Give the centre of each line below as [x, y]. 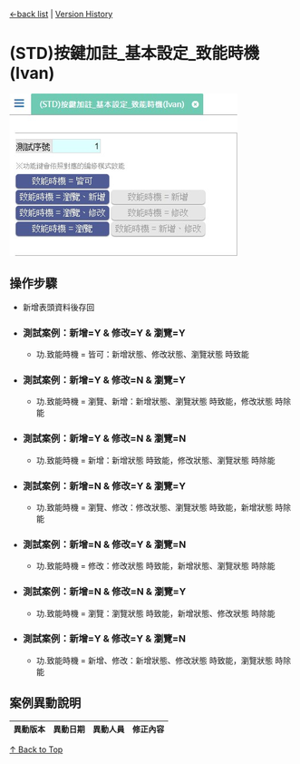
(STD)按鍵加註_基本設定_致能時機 [135, 54]
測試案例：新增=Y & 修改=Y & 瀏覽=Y [104, 333]
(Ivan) [32, 73]
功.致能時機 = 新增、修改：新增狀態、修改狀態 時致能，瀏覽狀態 [155, 660]
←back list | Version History [61, 14]
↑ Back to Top [36, 749]
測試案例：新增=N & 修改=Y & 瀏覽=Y [104, 485]
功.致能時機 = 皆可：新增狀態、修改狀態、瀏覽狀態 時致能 [142, 355]
